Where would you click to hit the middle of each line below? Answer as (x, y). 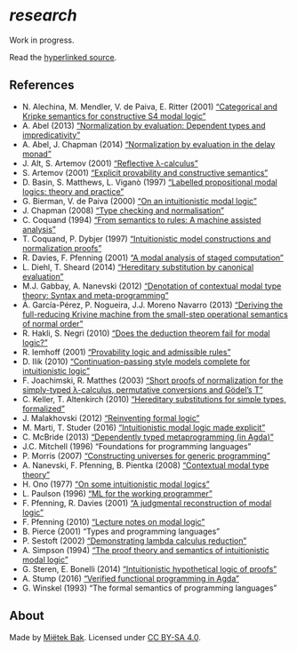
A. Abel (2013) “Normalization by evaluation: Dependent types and (144, 125)
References (42, 85)
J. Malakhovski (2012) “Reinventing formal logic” (111, 417)
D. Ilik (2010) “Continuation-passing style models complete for (136, 361)
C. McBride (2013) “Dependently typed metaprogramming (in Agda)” (148, 437)
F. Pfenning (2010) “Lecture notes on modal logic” (113, 521)
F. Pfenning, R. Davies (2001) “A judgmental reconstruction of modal (147, 503)
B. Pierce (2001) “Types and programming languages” (121, 531)
